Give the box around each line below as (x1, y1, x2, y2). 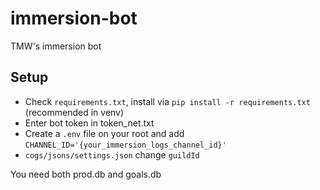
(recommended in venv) (24, 106, 125, 118)
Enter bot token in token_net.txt (24, 117, 155, 129)
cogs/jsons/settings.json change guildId (24, 148, 200, 161)
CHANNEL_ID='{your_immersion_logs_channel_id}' (24, 140, 227, 150)
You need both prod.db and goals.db (10, 168, 162, 180)
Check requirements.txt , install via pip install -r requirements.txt (24, 95, 311, 107)
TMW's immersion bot (10, 40, 102, 52)
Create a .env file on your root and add (24, 127, 185, 139)
